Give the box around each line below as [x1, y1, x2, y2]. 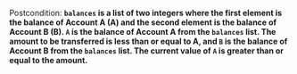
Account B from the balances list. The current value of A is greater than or [9, 45, 284, 56]
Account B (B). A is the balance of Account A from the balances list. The [9, 27, 276, 37]
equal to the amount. [9, 55, 88, 65]
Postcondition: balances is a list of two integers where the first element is [9, 8, 283, 18]
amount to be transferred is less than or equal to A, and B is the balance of [9, 36, 288, 46]
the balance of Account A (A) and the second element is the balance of [9, 17, 277, 28]
